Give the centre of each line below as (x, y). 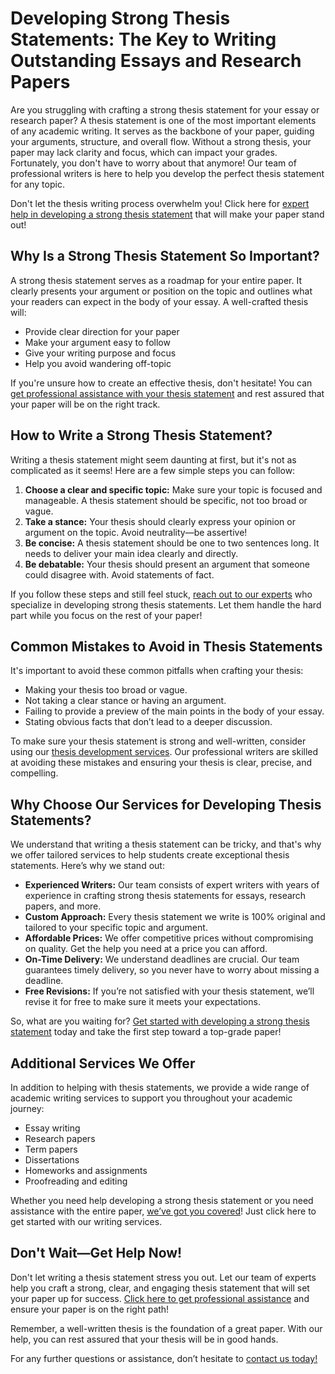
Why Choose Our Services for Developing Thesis (166, 804)
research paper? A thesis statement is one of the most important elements (163, 120)
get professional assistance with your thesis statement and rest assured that (167, 393)
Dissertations (52, 1160)
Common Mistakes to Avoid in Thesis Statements (166, 646)
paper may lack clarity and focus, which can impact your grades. (144, 152)
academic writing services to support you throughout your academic (151, 1098)
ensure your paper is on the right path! (90, 1309)
